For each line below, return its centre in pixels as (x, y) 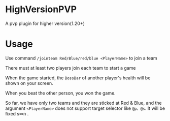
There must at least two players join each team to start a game (71, 68)
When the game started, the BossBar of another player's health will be (78, 78)
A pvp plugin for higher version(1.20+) (45, 23)
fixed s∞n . (17, 113)
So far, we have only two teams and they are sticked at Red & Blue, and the (83, 103)
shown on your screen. (29, 83)
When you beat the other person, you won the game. (60, 93)
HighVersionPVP (41, 9)
